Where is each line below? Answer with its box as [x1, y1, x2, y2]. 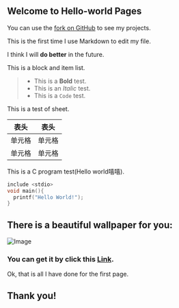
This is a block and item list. [7, 63, 85, 71]
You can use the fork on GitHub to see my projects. [7, 23, 152, 32]
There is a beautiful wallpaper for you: [7, 219, 173, 230]
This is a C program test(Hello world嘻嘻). [7, 167, 125, 176]
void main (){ [7, 187, 44, 194]
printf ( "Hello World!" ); [13, 193, 84, 201]
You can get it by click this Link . [7, 254, 114, 264]
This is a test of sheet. [7, 104, 70, 112]
